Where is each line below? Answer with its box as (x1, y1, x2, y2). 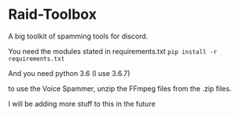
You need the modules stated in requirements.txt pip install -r (8, 46, 218, 56)
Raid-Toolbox (8, 5, 97, 24)
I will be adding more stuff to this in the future (8, 99, 156, 108)
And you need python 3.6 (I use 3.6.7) (8, 68, 131, 78)
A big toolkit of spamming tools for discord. (8, 31, 149, 41)
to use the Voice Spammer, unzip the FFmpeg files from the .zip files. (8, 84, 232, 93)
